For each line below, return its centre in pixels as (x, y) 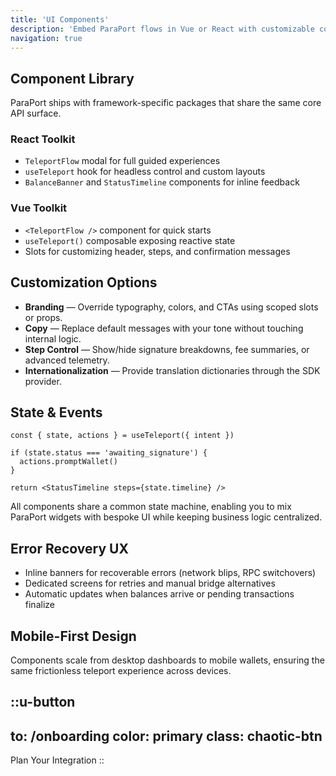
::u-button (43, 702)
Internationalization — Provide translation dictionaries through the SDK (172, 370)
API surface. (36, 113)
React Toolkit (43, 139)
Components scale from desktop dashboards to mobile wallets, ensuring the (167, 660)
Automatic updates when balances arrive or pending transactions (159, 594)
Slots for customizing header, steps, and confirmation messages (157, 251)
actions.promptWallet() (68, 462)
